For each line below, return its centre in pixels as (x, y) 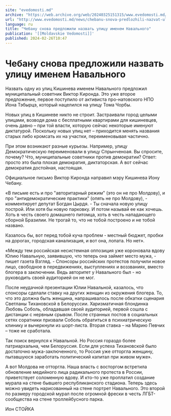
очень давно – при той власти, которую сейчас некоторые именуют (79, 125)
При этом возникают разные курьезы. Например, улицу (66, 146)
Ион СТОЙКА (20, 409)
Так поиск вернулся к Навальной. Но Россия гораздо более (70, 340)
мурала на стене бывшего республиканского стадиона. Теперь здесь (81, 383)
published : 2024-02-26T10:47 (36, 39)
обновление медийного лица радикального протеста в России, (74, 372)
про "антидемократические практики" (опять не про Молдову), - (76, 198)
